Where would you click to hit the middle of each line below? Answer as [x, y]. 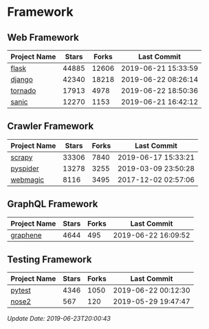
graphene [26, 235]
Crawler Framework [51, 126]
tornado [23, 91]
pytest [21, 290]
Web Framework [43, 38]
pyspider [25, 168]
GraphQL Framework [53, 204]
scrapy [22, 157]
